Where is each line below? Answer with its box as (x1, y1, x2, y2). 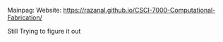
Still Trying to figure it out (7, 27, 81, 35)
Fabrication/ (7, 13, 42, 22)
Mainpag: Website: (7, 6, 62, 14)
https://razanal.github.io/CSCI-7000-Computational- (63, 6, 216, 14)
